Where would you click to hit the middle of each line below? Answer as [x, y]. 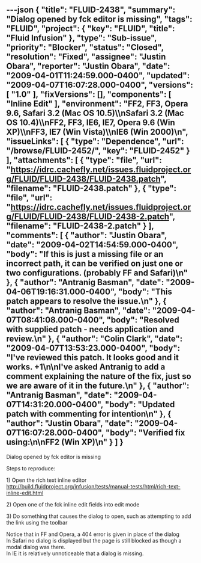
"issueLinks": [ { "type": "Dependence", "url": [95, 142]
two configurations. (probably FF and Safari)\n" [97, 273]
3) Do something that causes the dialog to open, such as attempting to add [99, 516]
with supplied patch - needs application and [90, 329]
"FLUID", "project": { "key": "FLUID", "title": [91, 29]
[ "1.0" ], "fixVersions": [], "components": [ [89, 95]
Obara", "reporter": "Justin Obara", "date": [88, 66]
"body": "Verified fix [145, 433]
